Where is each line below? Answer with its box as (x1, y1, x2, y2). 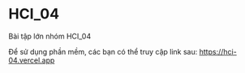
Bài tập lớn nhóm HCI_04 (8, 31, 92, 41)
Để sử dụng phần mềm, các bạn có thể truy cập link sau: (8, 47, 198, 56)
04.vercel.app (8, 55, 55, 65)
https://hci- (199, 47, 237, 56)
